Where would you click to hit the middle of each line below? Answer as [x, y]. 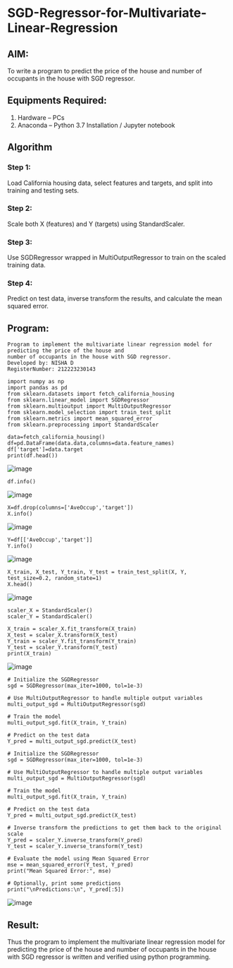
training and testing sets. [43, 190]
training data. [26, 265]
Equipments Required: [57, 101]
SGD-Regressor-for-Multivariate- [107, 13]
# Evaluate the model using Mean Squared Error [78, 859]
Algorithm [30, 147]
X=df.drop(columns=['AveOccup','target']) [70, 508]
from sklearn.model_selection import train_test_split [89, 413]
